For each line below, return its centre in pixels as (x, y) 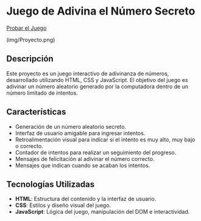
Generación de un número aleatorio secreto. (71, 126)
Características (36, 112)
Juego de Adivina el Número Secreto (101, 11)
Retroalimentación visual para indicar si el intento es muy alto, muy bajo (105, 139)
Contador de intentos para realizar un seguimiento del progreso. (96, 152)
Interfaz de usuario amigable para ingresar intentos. (80, 133)
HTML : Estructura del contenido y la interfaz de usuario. (86, 199)
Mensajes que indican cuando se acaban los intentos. (83, 165)
